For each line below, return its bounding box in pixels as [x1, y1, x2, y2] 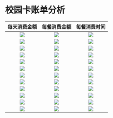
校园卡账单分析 [5, 4, 66, 16]
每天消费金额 [7, 23, 38, 30]
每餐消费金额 [42, 23, 72, 30]
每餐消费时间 [76, 23, 106, 30]
